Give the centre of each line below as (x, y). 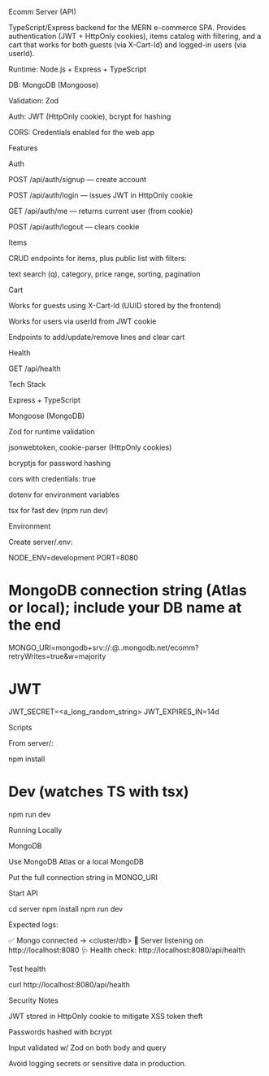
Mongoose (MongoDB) (47, 416)
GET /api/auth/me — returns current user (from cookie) (101, 211)
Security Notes (33, 1000)
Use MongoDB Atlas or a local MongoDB (76, 861)
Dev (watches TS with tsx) (99, 792)
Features (23, 148)
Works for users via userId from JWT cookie (82, 321)
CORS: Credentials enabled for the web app (82, 132)
